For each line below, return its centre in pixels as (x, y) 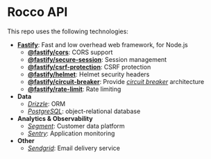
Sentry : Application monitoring (71, 133)
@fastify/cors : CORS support (70, 52)
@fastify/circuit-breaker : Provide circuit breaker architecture (116, 81)
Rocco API (37, 12)
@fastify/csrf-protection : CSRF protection (89, 67)
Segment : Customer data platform (76, 126)
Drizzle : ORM (47, 103)
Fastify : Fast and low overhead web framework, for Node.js (103, 44)
